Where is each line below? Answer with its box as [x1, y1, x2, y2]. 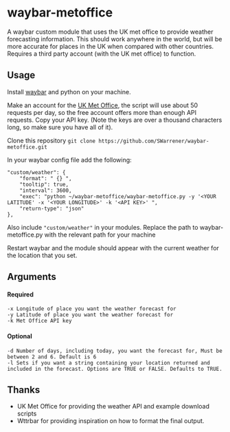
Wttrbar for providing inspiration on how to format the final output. [16, 417, 205, 425]
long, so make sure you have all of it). [7, 122, 113, 131]
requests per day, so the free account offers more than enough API [7, 108, 197, 116]
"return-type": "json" [19, 205, 84, 212]
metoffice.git [7, 143, 48, 151]
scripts [16, 409, 37, 418]
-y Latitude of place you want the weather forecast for [7, 312, 174, 318]
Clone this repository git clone [7, 136, 96, 144]
